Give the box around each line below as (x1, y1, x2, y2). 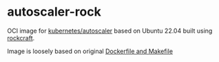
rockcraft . (7, 33, 35, 42)
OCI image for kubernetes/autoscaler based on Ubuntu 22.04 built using (7, 27, 213, 35)
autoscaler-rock (7, 4, 101, 20)
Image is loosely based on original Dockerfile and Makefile (7, 47, 174, 55)
